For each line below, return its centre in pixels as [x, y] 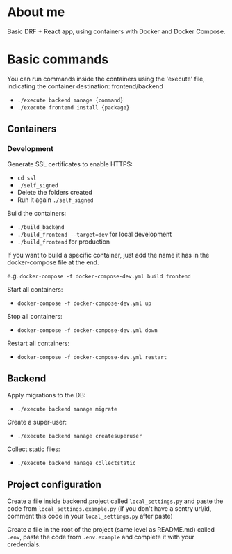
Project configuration [55, 484]
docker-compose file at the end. [53, 262]
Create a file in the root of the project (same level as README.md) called [111, 530]
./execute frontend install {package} [73, 108]
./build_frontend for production [64, 242]
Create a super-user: [37, 422]
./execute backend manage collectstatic [76, 464]
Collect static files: [34, 449]
